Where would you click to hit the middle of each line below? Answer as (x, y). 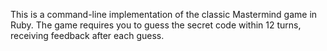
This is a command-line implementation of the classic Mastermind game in (164, 14)
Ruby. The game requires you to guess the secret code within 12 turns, (156, 25)
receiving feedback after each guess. (87, 35)
